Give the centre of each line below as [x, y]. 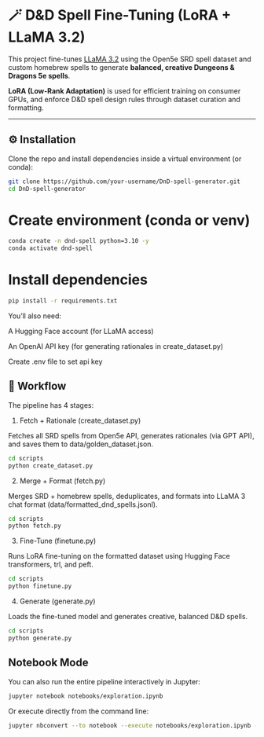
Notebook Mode [48, 663]
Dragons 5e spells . [39, 75]
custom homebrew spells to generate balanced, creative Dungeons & [121, 67]
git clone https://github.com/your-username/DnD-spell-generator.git [125, 181]
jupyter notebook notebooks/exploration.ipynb [86, 696]
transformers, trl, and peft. [51, 565]
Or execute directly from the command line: [79, 711]
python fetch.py [35, 526]
